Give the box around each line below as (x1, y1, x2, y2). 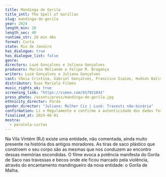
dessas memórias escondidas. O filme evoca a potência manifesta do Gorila (5, 151, 160, 157)
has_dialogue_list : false (5, 53, 58, 58)
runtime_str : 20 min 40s (5, 35, 56, 40)
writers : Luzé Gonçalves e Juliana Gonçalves (5, 72, 100, 77)
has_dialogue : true (5, 48, 45, 53)
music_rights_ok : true (5, 85, 52, 90)
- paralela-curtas (9, 122, 48, 127)
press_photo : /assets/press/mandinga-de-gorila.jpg (5, 94, 114, 99)
